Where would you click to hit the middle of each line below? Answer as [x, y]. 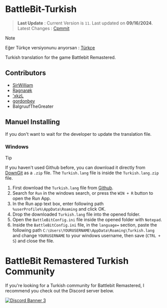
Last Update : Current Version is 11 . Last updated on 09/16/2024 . [85, 23]
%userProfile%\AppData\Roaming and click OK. [59, 209]
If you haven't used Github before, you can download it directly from [75, 167]
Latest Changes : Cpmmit [43, 28]
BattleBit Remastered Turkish [67, 261]
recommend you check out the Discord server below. [60, 291]
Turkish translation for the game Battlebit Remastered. [61, 57]
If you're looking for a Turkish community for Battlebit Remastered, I [75, 285]
